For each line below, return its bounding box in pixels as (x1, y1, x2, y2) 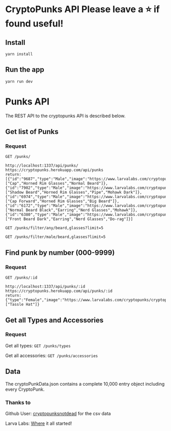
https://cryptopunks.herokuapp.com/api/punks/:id (5, 288, 113, 294)
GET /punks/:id (5, 275, 38, 280)
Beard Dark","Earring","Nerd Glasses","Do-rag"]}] (23, 217, 133, 222)
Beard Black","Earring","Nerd (25, 208, 90, 213)
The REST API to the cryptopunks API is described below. (5, 113, 126, 119)
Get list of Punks (5, 127, 59, 136)
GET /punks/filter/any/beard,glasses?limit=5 (5, 226, 103, 231)
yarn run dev (5, 79, 33, 84)
